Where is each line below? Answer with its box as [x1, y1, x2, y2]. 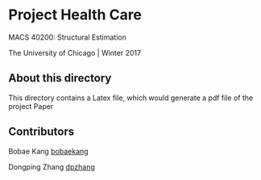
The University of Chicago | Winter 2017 [8, 48, 142, 57]
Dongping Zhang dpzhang [8, 161, 95, 171]
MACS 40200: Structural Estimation [8, 32, 126, 42]
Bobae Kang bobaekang [8, 146, 89, 156]
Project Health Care [8, 6, 143, 24]
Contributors [8, 125, 75, 139]
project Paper [8, 101, 54, 111]
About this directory [8, 71, 112, 86]
